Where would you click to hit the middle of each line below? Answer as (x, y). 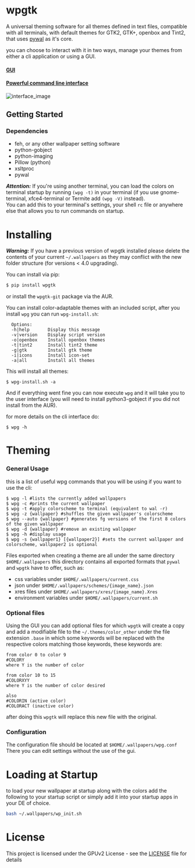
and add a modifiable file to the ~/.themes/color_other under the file (88, 632)
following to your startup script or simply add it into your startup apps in (92, 797)
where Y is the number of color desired (56, 686)
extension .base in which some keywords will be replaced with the (85, 638)
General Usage (27, 469)
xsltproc (24, 169)
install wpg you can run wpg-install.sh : (52, 314)
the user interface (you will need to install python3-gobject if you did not (93, 399)
